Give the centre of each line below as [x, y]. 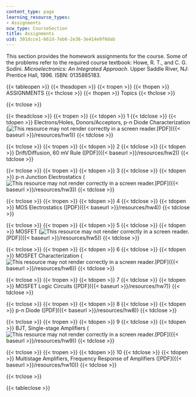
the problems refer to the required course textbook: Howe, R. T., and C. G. [97, 62]
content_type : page [30, 12]
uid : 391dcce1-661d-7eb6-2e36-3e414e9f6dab [61, 39]
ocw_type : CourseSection [37, 28]
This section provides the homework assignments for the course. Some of [97, 56]
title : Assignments [30, 34]
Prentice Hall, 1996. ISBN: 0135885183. [53, 75]
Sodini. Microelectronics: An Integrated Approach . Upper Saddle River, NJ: [97, 69]
